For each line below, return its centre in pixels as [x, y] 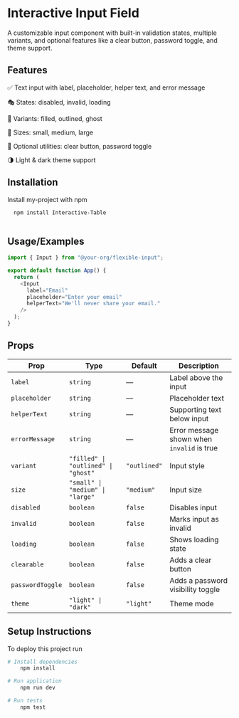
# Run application [34, 681]
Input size [186, 490]
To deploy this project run [45, 648]
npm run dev [38, 688]
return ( [27, 277]
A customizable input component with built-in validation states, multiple [112, 33]
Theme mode [192, 603]
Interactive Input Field [74, 13]
